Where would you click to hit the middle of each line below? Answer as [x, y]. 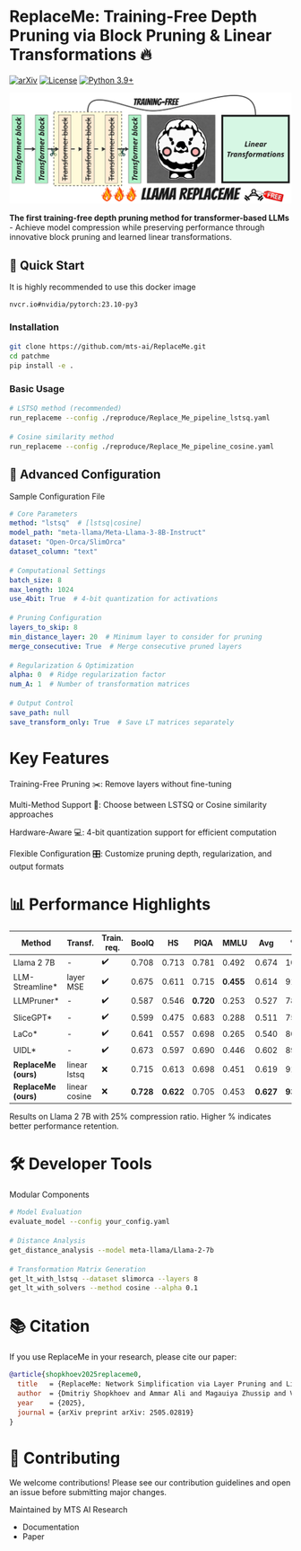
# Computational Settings [57, 571]
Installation [34, 327]
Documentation [51, 1527]
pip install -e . [42, 366]
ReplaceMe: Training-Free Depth [133, 17]
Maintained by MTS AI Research [69, 1510]
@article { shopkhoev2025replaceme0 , [76, 1375]
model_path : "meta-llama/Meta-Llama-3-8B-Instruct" [107, 533]
